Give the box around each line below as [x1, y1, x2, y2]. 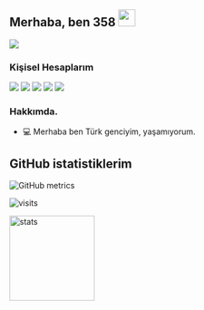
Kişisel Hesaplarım [9, 61, 94, 73]
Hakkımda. [9, 105, 59, 118]
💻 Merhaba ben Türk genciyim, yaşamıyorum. [22, 126, 197, 137]
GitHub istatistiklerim [9, 156, 133, 171]
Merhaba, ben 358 [9, 15, 116, 30]
